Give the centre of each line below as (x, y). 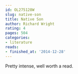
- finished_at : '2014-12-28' (35, 51)
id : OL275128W (20, 10)
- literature (19, 42)
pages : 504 (16, 33)
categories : (17, 38)
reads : (12, 47)
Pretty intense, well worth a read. (39, 66)
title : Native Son (24, 19)
